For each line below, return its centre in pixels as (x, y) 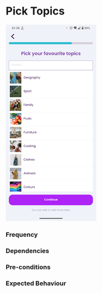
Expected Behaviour (36, 283)
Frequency (22, 234)
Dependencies (27, 251)
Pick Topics (35, 11)
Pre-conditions (28, 267)
